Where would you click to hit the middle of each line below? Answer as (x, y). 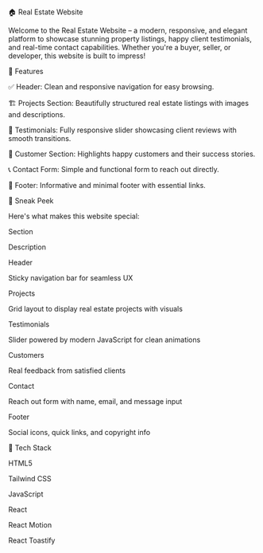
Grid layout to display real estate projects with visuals (95, 309)
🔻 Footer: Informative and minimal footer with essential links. (107, 185)
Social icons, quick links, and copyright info (79, 432)
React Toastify (32, 540)
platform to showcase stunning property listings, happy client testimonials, (130, 39)
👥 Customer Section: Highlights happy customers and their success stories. (132, 154)
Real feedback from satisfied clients (67, 371)
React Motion (30, 525)
